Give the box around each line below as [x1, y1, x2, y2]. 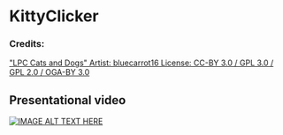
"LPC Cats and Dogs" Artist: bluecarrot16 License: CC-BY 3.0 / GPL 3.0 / [9, 57, 274, 68]
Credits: [9, 38, 45, 50]
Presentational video [9, 93, 126, 108]
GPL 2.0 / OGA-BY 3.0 [9, 67, 90, 78]
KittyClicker [9, 6, 99, 26]
